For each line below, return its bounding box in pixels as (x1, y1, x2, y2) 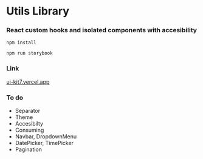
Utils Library (6, 4, 70, 18)
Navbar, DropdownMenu (15, 133, 77, 140)
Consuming (15, 126, 44, 134)
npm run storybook (6, 50, 53, 56)
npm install (6, 39, 36, 46)
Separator (15, 107, 41, 115)
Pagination (15, 146, 43, 153)
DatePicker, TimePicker (15, 140, 74, 147)
